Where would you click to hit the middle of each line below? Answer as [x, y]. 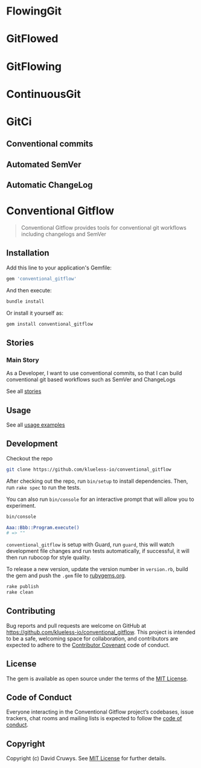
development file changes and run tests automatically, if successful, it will [98, 551]
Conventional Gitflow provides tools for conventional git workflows [104, 228]
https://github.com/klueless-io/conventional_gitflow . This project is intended [101, 632]
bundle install [25, 301]
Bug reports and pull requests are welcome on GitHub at [76, 625]
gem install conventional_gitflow [50, 324]
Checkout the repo [30, 458]
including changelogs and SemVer [64, 234]
